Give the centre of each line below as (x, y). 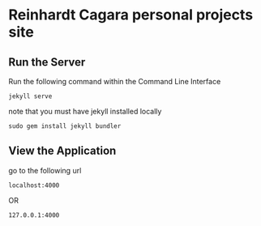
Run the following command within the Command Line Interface (115, 81)
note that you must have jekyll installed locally (85, 111)
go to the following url (45, 170)
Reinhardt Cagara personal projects (131, 15)
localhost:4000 (34, 185)
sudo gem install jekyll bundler (65, 126)
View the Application (62, 151)
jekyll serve (30, 96)
